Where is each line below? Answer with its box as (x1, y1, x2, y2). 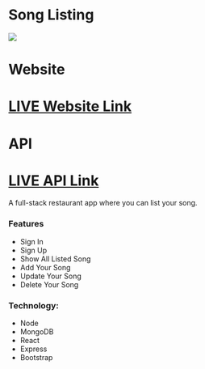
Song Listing (8, 6, 94, 24)
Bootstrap (19, 353, 53, 363)
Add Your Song (19, 262, 71, 272)
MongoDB (19, 327, 54, 337)
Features (8, 218, 44, 230)
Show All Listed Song (19, 253, 91, 264)
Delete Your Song (19, 279, 79, 289)
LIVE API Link (8, 172, 99, 189)
